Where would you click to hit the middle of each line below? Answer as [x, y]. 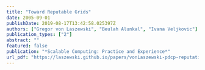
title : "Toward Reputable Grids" [49, 12]
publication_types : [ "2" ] [39, 35]
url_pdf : [17, 57]
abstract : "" [23, 40]
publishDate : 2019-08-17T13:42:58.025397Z [61, 23]
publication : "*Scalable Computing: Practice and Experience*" [88, 52]
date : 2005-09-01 [28, 18]
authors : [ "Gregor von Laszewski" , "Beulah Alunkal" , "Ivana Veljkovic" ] [102, 29]
